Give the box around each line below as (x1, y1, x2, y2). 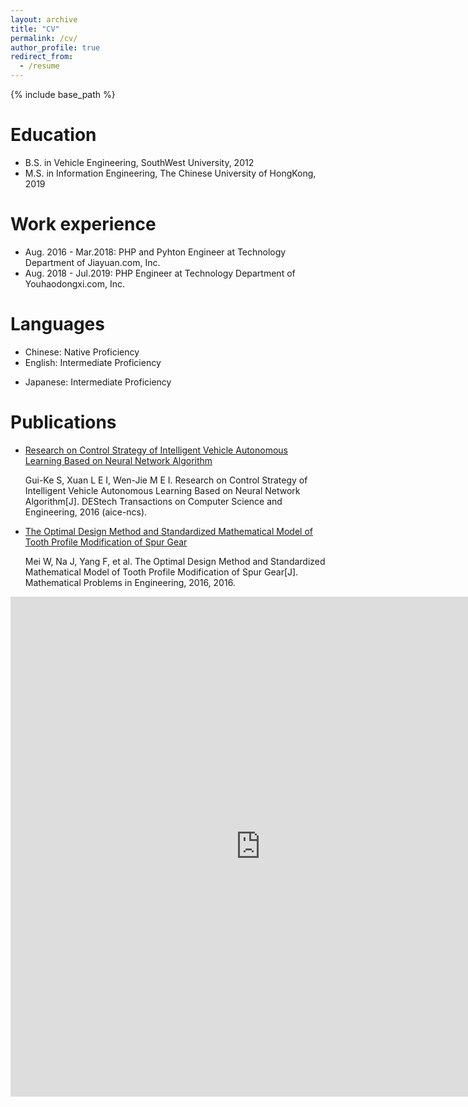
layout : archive (10, 14, 78, 25)
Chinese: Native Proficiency (24, 346, 140, 358)
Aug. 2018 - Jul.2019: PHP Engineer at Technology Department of (24, 267, 296, 279)
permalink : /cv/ (10, 33, 78, 43)
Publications (10, 411, 117, 433)
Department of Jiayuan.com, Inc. (24, 256, 161, 268)
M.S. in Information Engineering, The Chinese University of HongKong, (24, 167, 317, 179)
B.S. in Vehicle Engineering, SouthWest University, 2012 (24, 156, 255, 168)
